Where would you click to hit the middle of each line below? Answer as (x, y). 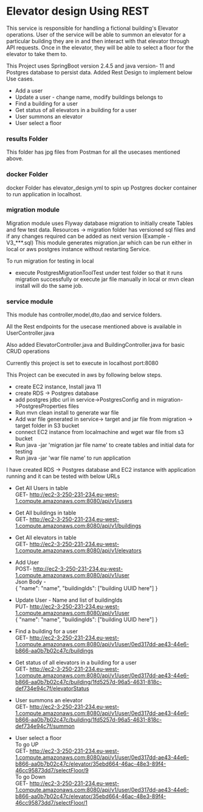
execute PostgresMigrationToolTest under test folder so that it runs (99, 272)
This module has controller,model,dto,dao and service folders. (84, 315)
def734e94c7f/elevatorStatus (52, 689)
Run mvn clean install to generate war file (67, 413)
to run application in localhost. (44, 194)
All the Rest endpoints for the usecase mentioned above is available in (94, 327)
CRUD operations (28, 351)
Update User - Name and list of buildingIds (69, 600)
